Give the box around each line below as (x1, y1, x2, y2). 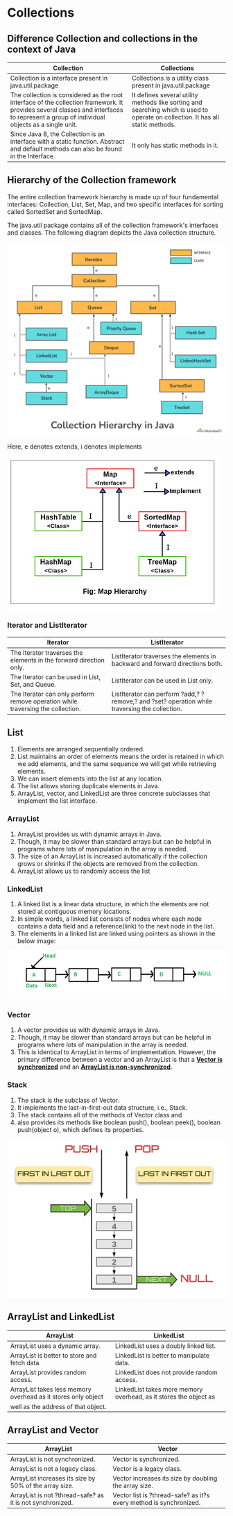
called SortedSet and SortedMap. (7, 207, 103, 216)
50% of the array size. (10, 1481, 74, 1490)
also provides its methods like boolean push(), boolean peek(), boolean (17, 1118, 221, 1126)
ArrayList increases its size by (10, 1474, 96, 1483)
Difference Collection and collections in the (7, 33, 198, 44)
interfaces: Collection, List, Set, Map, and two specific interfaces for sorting (7, 200, 223, 208)
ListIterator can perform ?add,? (111, 690, 200, 699)
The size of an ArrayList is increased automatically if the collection (17, 852, 208, 860)
